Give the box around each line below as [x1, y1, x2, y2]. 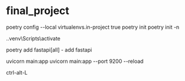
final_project [6, 4, 69, 18]
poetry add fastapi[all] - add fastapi [6, 46, 92, 53]
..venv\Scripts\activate [6, 35, 60, 42]
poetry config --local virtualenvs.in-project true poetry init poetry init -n [6, 23, 180, 31]
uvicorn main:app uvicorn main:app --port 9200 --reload [6, 58, 144, 65]
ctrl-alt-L [6, 69, 28, 76]
